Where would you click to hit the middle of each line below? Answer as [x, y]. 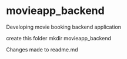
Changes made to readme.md [42, 49]
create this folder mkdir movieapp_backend [59, 38]
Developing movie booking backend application [64, 27]
